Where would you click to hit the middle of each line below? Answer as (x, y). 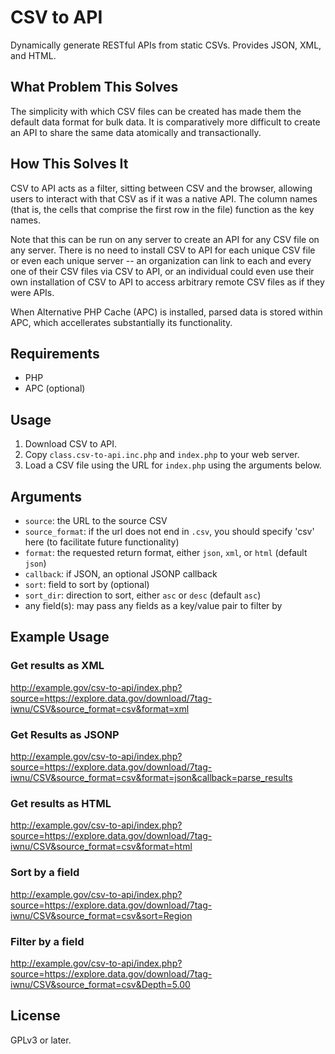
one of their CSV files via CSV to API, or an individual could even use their (162, 271)
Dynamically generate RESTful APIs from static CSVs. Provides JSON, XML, (166, 45)
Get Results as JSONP (65, 734)
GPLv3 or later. (41, 1040)
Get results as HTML (61, 803)
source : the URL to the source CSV (96, 520)
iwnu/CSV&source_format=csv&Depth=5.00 (100, 984)
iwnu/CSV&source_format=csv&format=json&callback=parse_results (151, 777)
